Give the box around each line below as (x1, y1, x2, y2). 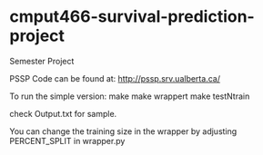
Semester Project (9, 55, 75, 66)
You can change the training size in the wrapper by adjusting (9, 125, 238, 137)
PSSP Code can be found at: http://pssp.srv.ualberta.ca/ (9, 73, 221, 83)
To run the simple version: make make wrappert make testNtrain (9, 91, 250, 102)
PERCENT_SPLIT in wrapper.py (9, 135, 126, 146)
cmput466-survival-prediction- (9, 6, 255, 27)
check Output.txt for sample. (9, 108, 117, 119)
